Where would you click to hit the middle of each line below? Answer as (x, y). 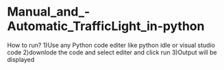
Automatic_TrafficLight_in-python (106, 26)
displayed (21, 59)
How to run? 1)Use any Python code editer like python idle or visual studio (111, 45)
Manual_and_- (49, 12)
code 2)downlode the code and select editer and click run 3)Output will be (112, 52)
